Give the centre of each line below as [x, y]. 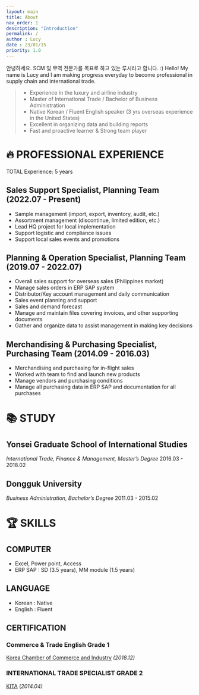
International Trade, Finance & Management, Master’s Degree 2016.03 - [95, 459]
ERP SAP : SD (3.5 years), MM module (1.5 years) [75, 569]
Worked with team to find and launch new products [78, 374]
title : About [22, 17]
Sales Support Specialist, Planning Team [83, 190]
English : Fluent [34, 609]
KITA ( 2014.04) [25, 686]
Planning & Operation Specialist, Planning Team [96, 257]
